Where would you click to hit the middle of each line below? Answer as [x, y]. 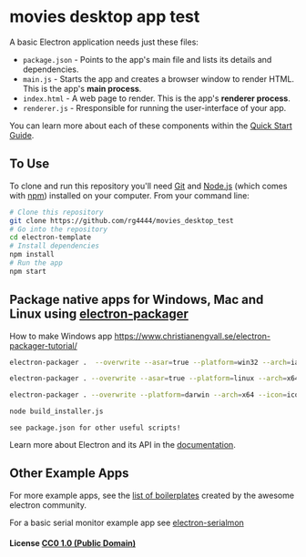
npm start [28, 271]
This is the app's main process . [82, 88]
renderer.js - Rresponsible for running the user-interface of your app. [154, 107]
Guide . [22, 135]
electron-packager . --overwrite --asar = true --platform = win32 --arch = [150, 362]
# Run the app [36, 263]
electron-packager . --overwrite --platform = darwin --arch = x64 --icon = [148, 395]
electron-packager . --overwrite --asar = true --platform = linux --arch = [148, 379]
